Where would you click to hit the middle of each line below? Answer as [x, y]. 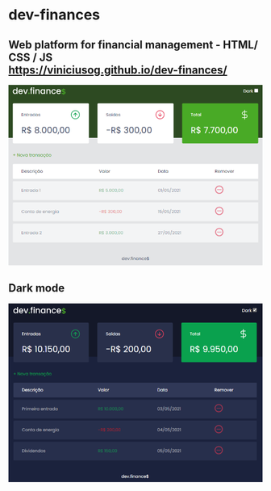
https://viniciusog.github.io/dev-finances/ [118, 70]
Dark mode [37, 288]
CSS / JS [31, 57]
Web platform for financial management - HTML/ [133, 45]
